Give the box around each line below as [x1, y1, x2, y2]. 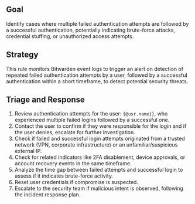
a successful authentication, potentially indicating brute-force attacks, [6, 26, 176, 33]
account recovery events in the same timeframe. [14, 160, 132, 167]
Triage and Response [6, 95, 85, 105]
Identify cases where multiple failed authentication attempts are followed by [6, 20, 189, 27]
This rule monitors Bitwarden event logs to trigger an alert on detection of [6, 65, 183, 72]
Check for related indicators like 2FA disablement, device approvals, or [14, 154, 186, 161]
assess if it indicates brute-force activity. [14, 172, 113, 179]
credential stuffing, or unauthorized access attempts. [6, 32, 134, 40]
